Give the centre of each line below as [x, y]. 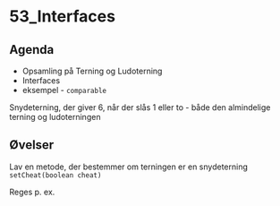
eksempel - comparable [64, 90]
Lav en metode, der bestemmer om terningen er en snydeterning [129, 167]
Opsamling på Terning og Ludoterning [92, 71]
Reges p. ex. [32, 192]
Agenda [32, 50]
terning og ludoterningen [55, 117]
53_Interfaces [63, 17]
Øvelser [32, 145]
